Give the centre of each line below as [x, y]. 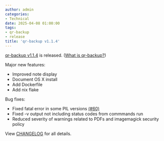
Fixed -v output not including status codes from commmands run [77, 114]
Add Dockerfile [27, 84]
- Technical [17, 19]
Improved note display [34, 74]
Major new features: [25, 64]
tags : [10, 28]
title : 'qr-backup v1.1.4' [32, 41]
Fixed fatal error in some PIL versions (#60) [56, 108]
